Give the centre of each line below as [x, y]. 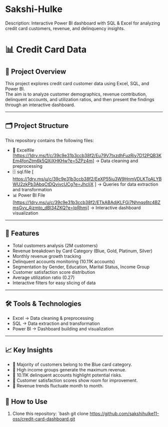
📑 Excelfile [23, 150]
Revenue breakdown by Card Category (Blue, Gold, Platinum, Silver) [82, 251]
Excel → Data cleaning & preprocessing [53, 318]
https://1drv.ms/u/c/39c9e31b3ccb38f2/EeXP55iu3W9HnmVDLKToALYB [87, 179]
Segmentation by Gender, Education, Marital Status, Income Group [81, 267]
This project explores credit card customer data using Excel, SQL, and [77, 83]
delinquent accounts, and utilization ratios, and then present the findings [80, 99]
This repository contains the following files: [49, 140]
